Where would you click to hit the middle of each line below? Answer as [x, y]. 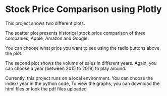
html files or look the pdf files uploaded [46, 88]
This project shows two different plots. [45, 23]
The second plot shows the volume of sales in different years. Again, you [81, 63]
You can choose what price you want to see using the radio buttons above [82, 48]
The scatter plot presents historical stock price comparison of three [75, 33]
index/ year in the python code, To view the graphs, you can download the [82, 83]
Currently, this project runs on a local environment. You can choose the [79, 78]
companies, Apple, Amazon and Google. [47, 38]
